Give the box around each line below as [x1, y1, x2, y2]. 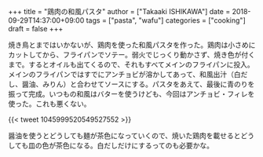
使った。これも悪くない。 [8, 99, 91, 108]
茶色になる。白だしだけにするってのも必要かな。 [55, 141, 214, 150]
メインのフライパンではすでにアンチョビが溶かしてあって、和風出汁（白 [8, 70, 241, 78]
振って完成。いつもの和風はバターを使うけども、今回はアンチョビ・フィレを [8, 89, 255, 98]
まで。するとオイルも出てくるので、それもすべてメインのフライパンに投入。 [8, 60, 255, 69]
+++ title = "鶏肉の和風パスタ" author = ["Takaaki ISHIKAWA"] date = [8, 7, 231, 16]
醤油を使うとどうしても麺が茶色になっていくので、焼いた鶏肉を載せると [8, 131, 241, 140]
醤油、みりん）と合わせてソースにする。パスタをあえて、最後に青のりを [21, 79, 255, 89]
